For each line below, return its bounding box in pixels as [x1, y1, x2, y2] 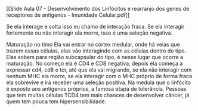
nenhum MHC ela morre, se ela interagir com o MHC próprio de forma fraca [6, 73, 193, 79]
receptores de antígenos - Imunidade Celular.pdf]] [6, 11, 130, 18]
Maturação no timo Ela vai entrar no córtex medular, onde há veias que [6, 41, 180, 48]
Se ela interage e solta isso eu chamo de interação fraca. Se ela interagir [6, 23, 185, 30]
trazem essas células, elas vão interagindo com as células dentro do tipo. [6, 47, 187, 54]
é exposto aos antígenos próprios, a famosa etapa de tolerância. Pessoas [6, 85, 187, 92]
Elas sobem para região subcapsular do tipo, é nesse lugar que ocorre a [6, 54, 184, 60]
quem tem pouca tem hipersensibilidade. [6, 98, 107, 105]
